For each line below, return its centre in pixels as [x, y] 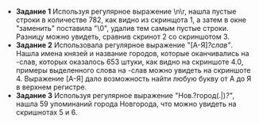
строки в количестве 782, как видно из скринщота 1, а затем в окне [131, 20]
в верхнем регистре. [51, 87]
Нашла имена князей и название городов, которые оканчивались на [132, 53]
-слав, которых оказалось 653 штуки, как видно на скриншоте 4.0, [129, 62]
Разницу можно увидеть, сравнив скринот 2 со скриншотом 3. [123, 36]
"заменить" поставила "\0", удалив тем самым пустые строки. [122, 28]
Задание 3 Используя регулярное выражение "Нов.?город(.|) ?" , [125, 95]
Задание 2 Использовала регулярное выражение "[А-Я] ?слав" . [124, 45]
